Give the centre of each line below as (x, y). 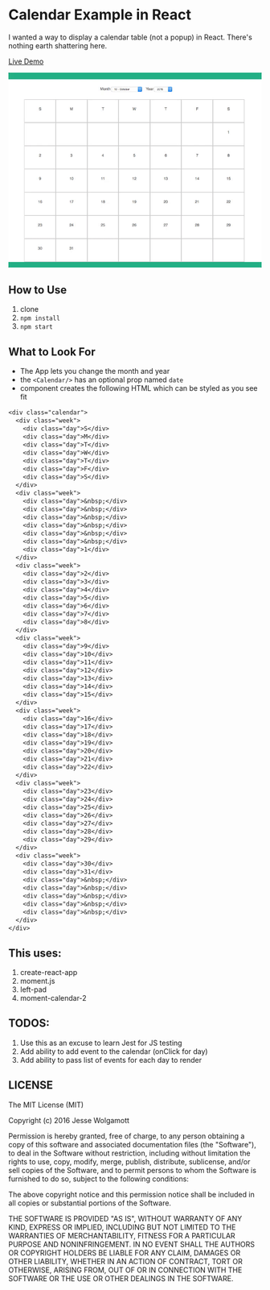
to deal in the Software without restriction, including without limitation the (129, 1153)
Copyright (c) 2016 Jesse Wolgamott (69, 1120)
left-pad (33, 989)
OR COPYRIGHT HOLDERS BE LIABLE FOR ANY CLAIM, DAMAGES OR (125, 1253)
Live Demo (26, 61)
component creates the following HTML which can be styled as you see (139, 388)
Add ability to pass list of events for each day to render (111, 1060)
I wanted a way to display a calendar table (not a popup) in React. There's (131, 37)
